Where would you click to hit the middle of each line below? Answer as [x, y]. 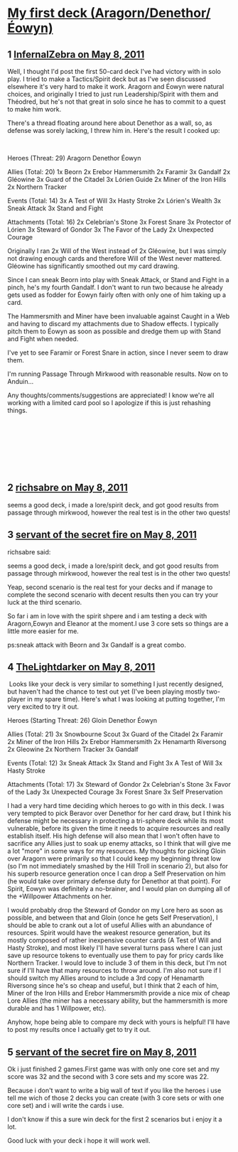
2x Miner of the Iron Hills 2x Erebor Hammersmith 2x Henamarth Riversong [117, 742]
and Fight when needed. [43, 339]
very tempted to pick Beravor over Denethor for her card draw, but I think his [119, 813]
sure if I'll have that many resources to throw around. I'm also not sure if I [114, 971]
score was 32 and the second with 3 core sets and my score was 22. [108, 1077]
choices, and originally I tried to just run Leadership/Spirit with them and [113, 94]
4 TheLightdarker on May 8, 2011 [81, 667]
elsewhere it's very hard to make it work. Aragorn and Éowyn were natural [116, 86]
